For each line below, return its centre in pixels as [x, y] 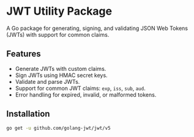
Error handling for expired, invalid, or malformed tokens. [86, 94]
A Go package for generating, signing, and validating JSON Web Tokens [97, 28]
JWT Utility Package [59, 11]
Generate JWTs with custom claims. [61, 68]
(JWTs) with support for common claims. [58, 34]
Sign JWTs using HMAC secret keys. [62, 75]
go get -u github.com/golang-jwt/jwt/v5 [59, 128]
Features [24, 54]
